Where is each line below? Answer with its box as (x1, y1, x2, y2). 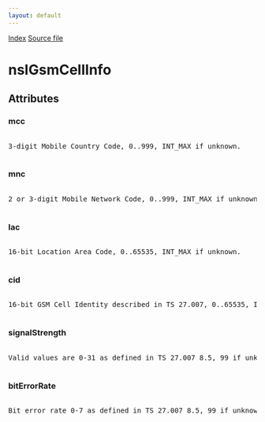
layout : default (8, 11, 62, 20)
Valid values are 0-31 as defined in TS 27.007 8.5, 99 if (8, 353, 242, 362)
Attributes (8, 92, 59, 106)
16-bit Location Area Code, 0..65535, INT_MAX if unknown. (8, 248, 242, 256)
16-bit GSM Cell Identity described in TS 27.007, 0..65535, (8, 301, 250, 309)
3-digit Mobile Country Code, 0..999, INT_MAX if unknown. (8, 141, 242, 151)
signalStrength (8, 327, 67, 338)
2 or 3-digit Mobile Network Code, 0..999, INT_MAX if (8, 194, 225, 204)
